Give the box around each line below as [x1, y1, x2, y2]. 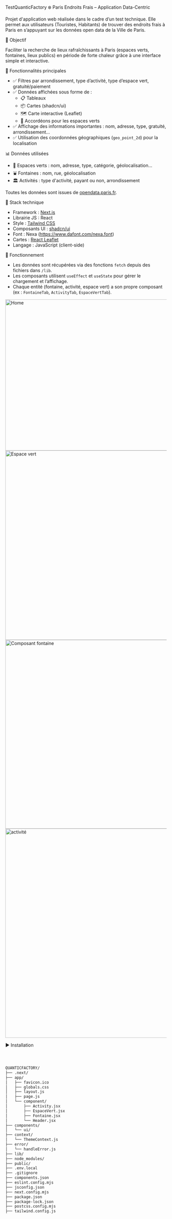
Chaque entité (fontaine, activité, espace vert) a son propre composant [12, 284, 163, 290]
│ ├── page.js [5, 1094, 40, 1099]
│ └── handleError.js [5, 1147, 56, 1152]
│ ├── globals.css [5, 1084, 50, 1090]
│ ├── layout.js [5, 1089, 45, 1095]
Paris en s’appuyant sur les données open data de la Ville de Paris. [5, 27, 146, 33]
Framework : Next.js [12, 209, 55, 215]
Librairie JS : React [12, 215, 53, 221]
